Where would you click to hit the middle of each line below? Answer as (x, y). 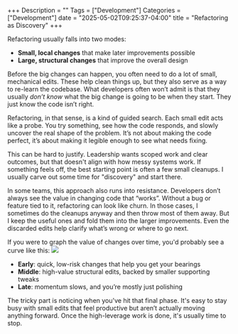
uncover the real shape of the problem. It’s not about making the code (109, 133)
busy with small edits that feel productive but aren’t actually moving (106, 308)
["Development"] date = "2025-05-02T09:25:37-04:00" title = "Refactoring (118, 18)
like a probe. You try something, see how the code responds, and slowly (113, 126)
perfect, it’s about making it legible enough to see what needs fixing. (108, 140)
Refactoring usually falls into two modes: (67, 39)
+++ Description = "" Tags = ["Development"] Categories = (94, 10)
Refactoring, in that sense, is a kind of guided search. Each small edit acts (115, 118)
